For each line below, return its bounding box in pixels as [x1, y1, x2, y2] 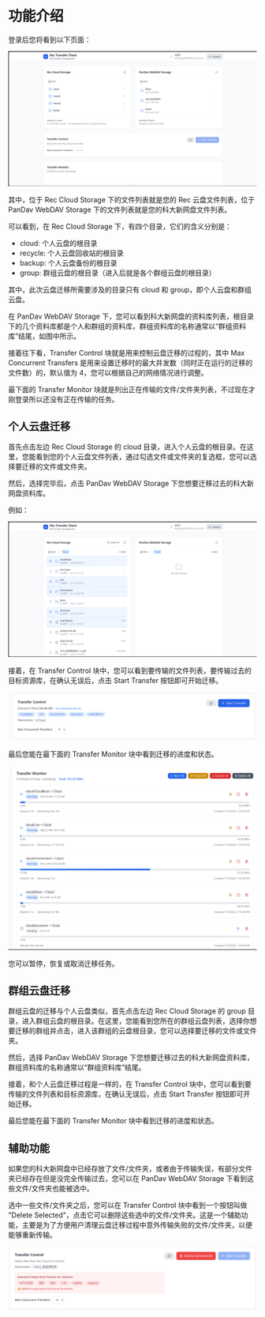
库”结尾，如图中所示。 [8, 331, 81, 341]
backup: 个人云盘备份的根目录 [19, 258, 118, 267]
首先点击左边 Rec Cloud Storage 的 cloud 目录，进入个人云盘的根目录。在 [8, 442, 247, 451]
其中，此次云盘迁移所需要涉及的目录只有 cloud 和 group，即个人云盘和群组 [8, 285, 252, 294]
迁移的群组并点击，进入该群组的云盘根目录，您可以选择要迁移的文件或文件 [14, 1026, 257, 1036]
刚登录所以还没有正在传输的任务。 [8, 394, 119, 404]
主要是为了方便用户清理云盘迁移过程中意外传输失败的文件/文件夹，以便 [21, 1221, 253, 1230]
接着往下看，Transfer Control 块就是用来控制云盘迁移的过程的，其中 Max [8, 348, 245, 357]
